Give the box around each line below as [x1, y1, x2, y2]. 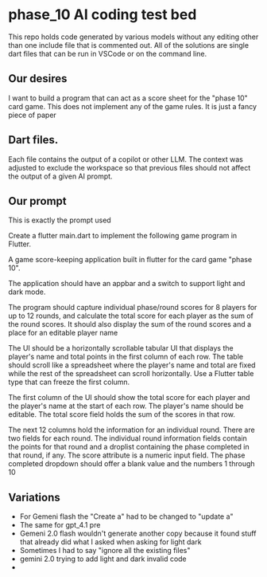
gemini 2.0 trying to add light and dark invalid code [19, 554, 187, 563]
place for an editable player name [8, 328, 118, 338]
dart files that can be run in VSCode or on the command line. [8, 49, 207, 58]
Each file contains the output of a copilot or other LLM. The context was [8, 154, 244, 164]
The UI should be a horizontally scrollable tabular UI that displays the [8, 343, 234, 353]
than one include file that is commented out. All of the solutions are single [8, 40, 249, 49]
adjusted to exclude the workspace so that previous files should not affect [8, 163, 251, 172]
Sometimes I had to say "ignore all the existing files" [19, 546, 191, 555]
